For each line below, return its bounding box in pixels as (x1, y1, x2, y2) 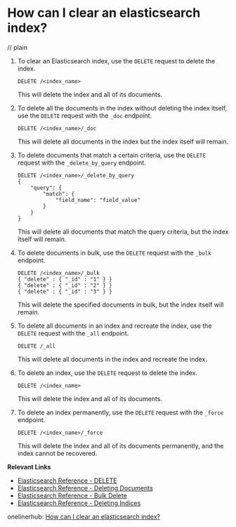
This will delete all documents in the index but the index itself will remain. (17, 137, 229, 146)
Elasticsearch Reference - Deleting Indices (17, 498, 141, 507)
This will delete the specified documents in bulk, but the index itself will (17, 300, 224, 309)
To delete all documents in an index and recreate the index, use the (17, 322, 212, 330)
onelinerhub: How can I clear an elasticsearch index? (7, 512, 160, 521)
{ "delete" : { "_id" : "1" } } (17, 276, 112, 283)
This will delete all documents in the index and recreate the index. (17, 355, 208, 363)
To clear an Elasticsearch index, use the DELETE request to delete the (17, 56, 216, 65)
